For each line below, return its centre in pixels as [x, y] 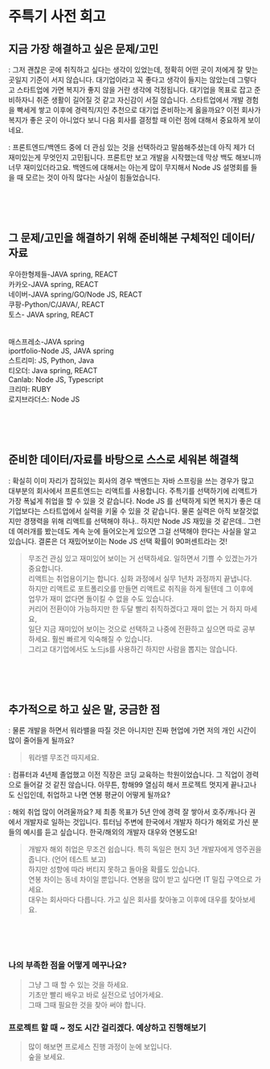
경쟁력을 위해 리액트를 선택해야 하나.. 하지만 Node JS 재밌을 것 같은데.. [135, 521]
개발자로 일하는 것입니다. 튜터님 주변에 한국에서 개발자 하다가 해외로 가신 [137, 822]
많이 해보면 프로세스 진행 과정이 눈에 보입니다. [100, 1047]
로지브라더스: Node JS [44, 399]
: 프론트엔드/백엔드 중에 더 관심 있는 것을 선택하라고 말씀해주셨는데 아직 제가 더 [132, 147]
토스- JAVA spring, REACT [51, 314]
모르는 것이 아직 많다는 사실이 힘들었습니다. [93, 177]
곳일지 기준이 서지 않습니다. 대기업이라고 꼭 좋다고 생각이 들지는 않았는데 [122, 80]
